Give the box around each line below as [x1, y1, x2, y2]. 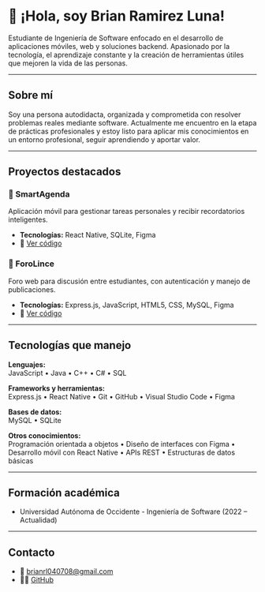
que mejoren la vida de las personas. [8, 58, 128, 68]
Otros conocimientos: [8, 430, 81, 440]
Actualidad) [19, 515, 58, 525]
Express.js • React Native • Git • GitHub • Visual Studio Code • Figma [8, 392, 235, 401]
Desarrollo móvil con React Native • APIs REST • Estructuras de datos [8, 448, 235, 457]
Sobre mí [8, 88, 54, 102]
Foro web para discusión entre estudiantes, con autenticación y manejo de [8, 276, 251, 286]
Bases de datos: [8, 407, 62, 417]
